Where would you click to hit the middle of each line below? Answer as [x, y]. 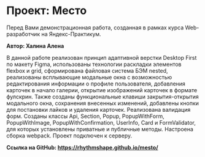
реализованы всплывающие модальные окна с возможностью [89, 77]
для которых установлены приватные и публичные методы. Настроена [100, 129]
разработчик [23, 34]
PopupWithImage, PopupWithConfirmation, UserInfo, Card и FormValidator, [101, 122]
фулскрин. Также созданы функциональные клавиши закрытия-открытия [103, 97]
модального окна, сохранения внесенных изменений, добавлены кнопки [103, 103]
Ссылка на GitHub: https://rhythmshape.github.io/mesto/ [82, 147]
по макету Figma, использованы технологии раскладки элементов [94, 64]
